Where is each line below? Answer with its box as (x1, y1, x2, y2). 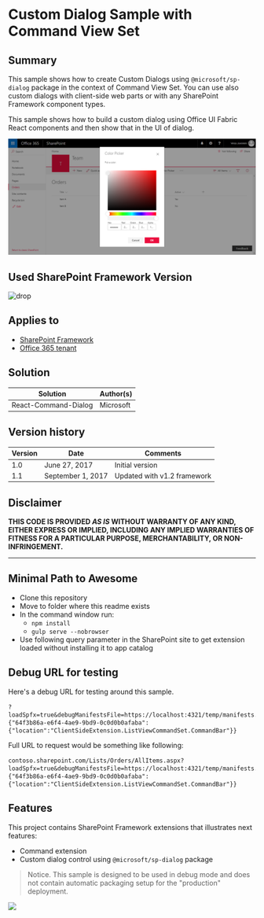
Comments (144, 448, 182, 458)
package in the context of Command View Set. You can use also (31, 83, 240, 92)
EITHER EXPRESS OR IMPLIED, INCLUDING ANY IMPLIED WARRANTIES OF (8, 525, 255, 535)
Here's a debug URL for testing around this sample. (8, 687, 174, 696)
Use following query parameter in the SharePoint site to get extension (19, 635, 245, 644)
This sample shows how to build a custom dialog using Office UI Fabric (8, 115, 238, 124)
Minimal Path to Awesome (8, 572, 138, 585)
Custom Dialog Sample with (8, 6, 192, 24)
